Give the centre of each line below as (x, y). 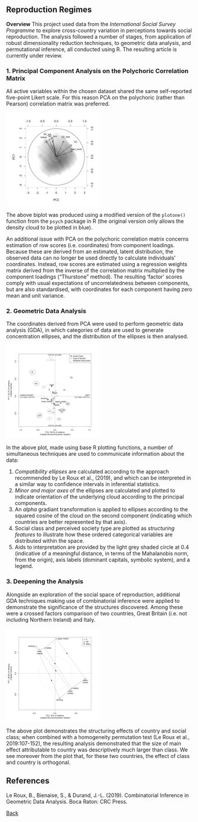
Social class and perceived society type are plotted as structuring (95, 528)
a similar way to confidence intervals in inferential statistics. (87, 484)
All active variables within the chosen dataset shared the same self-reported (99, 91)
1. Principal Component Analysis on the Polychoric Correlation (98, 71)
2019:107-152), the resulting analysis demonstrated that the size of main (94, 743)
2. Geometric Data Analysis (46, 311)
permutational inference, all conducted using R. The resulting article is (92, 49)
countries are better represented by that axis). (71, 522)
